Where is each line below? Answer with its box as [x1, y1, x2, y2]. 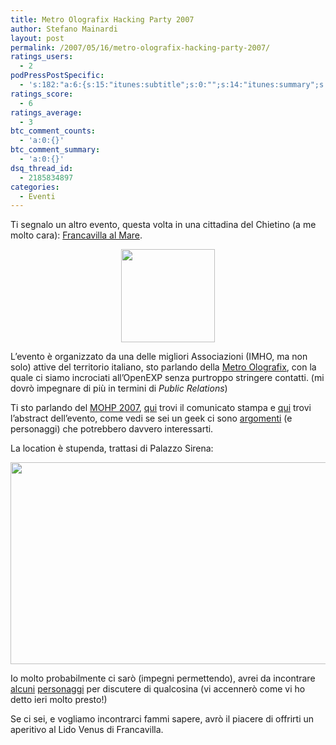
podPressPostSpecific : [10, 71, 105, 81]
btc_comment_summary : [10, 145, 101, 155]
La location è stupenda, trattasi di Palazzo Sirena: [10, 442, 214, 455]
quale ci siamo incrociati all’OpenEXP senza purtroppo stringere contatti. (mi [10, 372, 325, 384]
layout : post [10, 33, 65, 43]
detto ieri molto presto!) [10, 694, 108, 706]
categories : [10, 182, 60, 192]
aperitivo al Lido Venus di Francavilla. [10, 724, 164, 736]
